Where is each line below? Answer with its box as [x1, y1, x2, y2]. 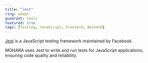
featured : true [5, 20, 36, 25]
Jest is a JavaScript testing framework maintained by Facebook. [5, 38, 133, 44]
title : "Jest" [5, 7, 34, 12]
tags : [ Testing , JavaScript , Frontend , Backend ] [5, 25, 105, 30]
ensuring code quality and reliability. [5, 52, 77, 58]
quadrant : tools [5, 16, 38, 21]
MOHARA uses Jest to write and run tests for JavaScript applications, [5, 48, 144, 53]
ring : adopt [5, 12, 29, 16]
